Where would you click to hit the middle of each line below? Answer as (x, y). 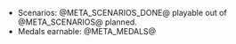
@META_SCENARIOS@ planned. (77, 22)
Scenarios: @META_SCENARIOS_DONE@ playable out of (122, 13)
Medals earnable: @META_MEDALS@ (87, 31)
